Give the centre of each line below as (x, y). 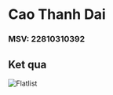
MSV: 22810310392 (46, 39)
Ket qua (27, 64)
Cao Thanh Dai (57, 15)
